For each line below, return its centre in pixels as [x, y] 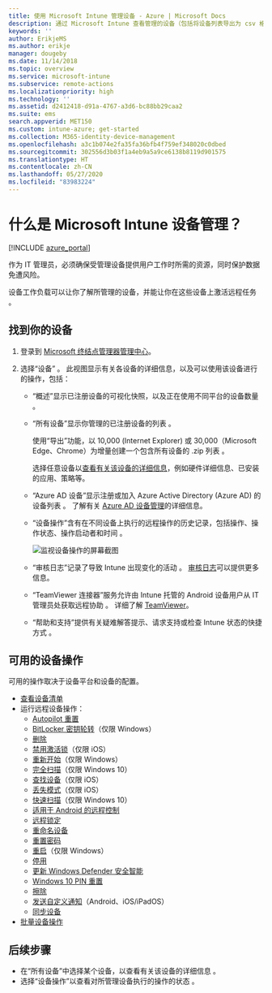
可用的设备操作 [46, 661]
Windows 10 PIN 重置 [68, 881]
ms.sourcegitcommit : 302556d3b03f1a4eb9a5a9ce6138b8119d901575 [117, 152]
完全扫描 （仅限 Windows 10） [82, 770]
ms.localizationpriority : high [61, 91]
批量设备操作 [41, 922]
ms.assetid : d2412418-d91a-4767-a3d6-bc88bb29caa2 [96, 106]
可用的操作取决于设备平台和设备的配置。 [76, 681]
